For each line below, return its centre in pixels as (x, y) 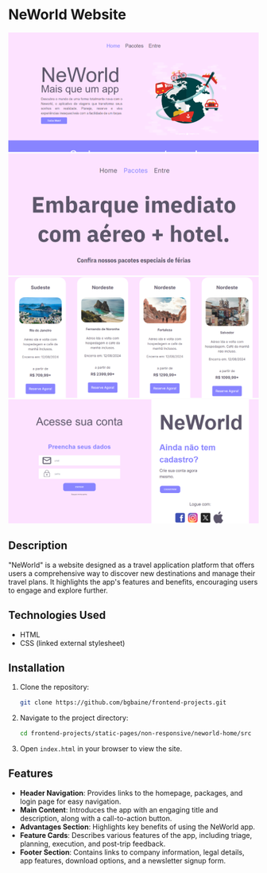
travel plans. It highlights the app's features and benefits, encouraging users (133, 581)
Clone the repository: (54, 687)
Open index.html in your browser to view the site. (101, 749)
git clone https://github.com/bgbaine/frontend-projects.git (123, 703)
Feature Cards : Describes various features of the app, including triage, (136, 835)
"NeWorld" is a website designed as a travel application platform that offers (132, 565)
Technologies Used (57, 615)
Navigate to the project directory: (74, 718)
